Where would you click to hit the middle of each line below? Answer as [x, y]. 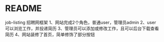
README [23, 8]
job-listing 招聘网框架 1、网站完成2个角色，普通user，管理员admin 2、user [81, 22]
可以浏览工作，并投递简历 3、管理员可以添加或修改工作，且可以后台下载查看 [82, 28]
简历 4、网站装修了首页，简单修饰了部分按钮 [50, 34]
